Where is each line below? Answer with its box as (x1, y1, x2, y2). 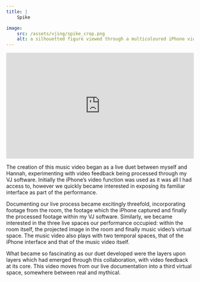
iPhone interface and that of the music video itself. (6, 238, 130, 245)
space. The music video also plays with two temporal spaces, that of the (6, 232, 184, 239)
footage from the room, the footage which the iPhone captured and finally (6, 206, 187, 213)
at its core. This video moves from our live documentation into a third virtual (6, 262, 192, 269)
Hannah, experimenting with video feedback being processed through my (6, 169, 187, 176)
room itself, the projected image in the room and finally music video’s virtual (6, 225, 192, 233)
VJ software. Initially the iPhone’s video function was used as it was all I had (6, 176, 192, 183)
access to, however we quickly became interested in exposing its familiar (6, 182, 186, 190)
